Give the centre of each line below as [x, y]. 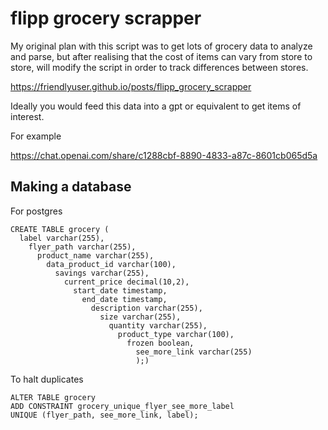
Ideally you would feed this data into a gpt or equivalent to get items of [156, 106]
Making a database [71, 187]
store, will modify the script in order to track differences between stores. [159, 67]
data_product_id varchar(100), [111, 264]
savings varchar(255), [102, 273]
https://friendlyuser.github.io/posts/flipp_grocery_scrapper [131, 86]
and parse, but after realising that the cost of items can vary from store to [161, 56]
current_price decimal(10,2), [126, 282]
